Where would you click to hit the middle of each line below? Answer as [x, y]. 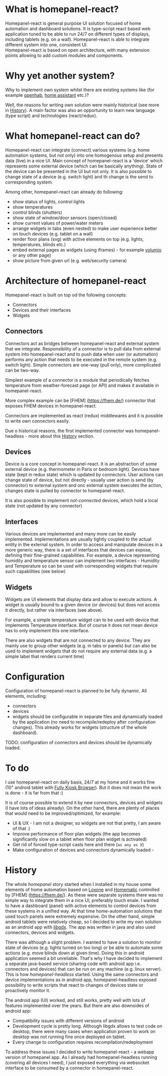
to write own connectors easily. [38, 421]
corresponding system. [29, 182]
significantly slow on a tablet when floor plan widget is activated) [79, 839]
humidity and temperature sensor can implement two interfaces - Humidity [82, 561]
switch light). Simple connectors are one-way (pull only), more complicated [83, 365]
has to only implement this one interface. [47, 631]
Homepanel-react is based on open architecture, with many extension [77, 50]
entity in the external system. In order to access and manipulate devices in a [84, 545]
